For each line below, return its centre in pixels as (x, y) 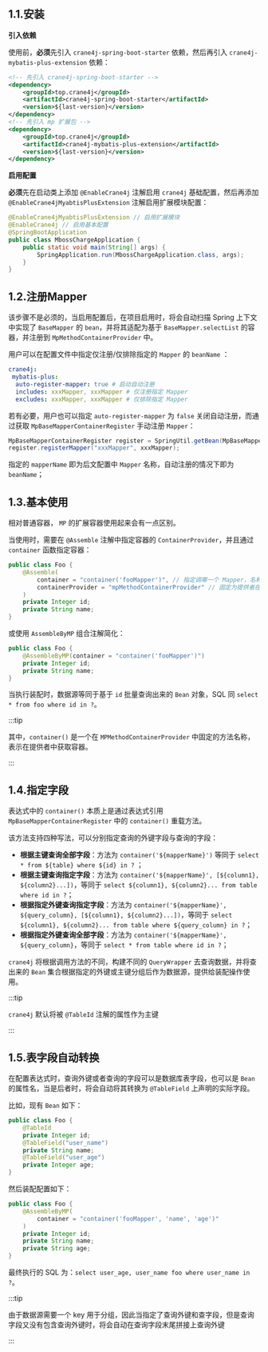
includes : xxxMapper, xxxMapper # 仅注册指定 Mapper (102, 392)
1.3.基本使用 (38, 502)
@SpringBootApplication (48, 233)
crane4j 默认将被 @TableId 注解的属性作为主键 (84, 1014)
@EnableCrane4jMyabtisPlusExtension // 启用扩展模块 (94, 218)
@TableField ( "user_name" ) (66, 1142)
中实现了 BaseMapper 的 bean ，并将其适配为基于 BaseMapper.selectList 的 (128, 327)
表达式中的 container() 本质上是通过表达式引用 (86, 811)
